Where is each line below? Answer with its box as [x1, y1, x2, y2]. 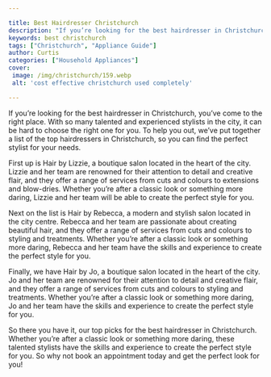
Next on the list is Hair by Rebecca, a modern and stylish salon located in [8, 207, 252, 218]
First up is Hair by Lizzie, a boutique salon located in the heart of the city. [8, 158, 252, 168]
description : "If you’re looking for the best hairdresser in [8, 26, 222, 35]
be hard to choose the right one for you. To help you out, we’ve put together [8, 125, 261, 135]
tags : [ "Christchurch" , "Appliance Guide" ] [8, 41, 157, 49]
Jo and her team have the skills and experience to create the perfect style [8, 300, 254, 311]
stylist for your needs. [8, 142, 81, 152]
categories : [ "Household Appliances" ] [8, 57, 139, 65]
